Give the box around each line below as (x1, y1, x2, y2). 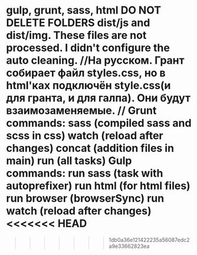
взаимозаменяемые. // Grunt (6, 104, 157, 117)
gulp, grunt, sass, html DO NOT (6, 4, 161, 17)
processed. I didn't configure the (6, 41, 170, 55)
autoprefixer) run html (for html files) (6, 179, 191, 192)
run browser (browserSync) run (6, 192, 165, 205)
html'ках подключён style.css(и (6, 79, 171, 92)
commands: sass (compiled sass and (6, 116, 192, 130)
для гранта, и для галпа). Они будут (6, 91, 191, 105)
